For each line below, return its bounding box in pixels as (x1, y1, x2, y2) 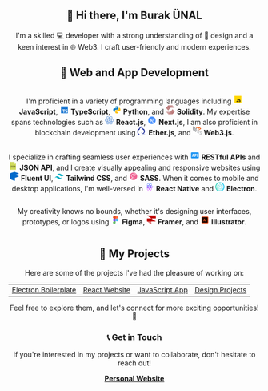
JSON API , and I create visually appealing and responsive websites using (19, 163, 261, 172)
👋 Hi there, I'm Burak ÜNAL (66, 9, 202, 22)
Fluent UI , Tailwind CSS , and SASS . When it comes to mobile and (21, 173, 259, 183)
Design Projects (194, 285, 247, 295)
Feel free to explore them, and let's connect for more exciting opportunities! (10, 303, 259, 312)
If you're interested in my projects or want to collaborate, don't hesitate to (13, 349, 256, 359)
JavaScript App (137, 285, 188, 295)
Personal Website (104, 373, 165, 383)
